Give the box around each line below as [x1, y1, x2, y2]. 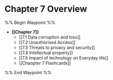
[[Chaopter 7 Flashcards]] [19, 60, 71, 66]
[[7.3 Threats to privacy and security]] [19, 44, 95, 50]
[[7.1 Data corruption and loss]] [19, 34, 81, 40]
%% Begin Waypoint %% [4, 20, 56, 25]
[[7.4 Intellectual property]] [19, 50, 73, 56]
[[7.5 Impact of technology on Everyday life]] [19, 55, 109, 60]
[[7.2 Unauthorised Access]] [19, 39, 76, 45]
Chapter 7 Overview [4, 3, 87, 15]
